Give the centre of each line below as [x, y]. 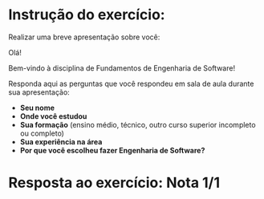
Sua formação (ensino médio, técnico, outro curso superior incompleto [138, 124]
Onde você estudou [53, 116]
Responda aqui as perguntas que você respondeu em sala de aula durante [131, 83]
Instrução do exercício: [87, 15]
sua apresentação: [39, 92]
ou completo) [42, 133]
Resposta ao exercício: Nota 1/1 [114, 183]
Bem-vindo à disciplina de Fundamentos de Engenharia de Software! [122, 68]
